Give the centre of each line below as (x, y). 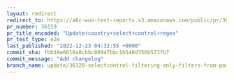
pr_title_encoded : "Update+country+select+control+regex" (93, 33)
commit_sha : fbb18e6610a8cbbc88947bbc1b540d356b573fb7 (88, 53)
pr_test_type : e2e (33, 40)
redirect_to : (25, 20)
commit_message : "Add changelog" (55, 59)
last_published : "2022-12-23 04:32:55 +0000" (74, 46)
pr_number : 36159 (32, 26)
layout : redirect (32, 14)
